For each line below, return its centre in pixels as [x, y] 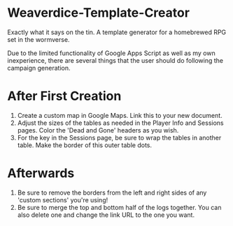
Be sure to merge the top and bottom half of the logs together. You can [119, 207]
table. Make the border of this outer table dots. [85, 145]
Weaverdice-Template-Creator [99, 13]
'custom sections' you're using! [63, 199]
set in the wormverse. [38, 39]
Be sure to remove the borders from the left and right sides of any [112, 193]
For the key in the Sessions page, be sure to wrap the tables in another [119, 137]
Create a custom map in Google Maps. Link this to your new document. [120, 115]
